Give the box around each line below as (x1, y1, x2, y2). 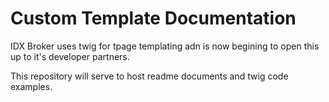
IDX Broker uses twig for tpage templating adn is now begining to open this (10, 40, 320, 52)
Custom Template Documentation (10, 7, 297, 30)
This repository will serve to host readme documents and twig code (10, 70, 289, 82)
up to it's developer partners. (10, 50, 130, 62)
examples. (10, 80, 53, 92)
